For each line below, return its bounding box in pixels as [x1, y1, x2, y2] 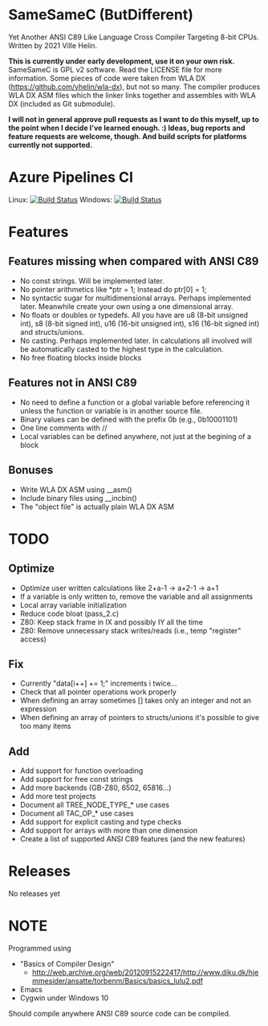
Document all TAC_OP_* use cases [19, 808, 134, 818]
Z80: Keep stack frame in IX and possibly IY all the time [19, 617, 203, 627]
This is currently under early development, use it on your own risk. [8, 56, 235, 66]
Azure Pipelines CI [8, 169, 134, 186]
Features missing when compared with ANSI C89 [8, 254, 259, 268]
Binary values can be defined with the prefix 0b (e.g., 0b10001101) [19, 414, 238, 424]
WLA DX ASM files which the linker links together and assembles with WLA [8, 90, 257, 100]
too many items [19, 721, 71, 731]
